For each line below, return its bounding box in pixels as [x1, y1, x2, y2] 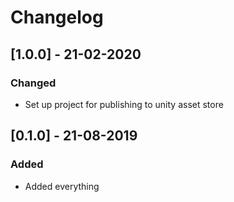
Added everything [24, 180, 100, 192]
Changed [10, 76, 57, 90]
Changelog [10, 6, 104, 29]
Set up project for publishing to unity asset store [24, 98, 224, 110]
